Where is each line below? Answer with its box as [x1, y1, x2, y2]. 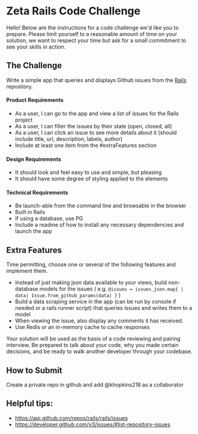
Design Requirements [6, 155, 62, 162]
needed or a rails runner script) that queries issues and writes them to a [14, 305, 193, 312]
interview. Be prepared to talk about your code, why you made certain [6, 342, 179, 349]
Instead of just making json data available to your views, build [14, 279, 167, 286]
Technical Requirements [6, 189, 68, 196]
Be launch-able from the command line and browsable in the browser [14, 202, 187, 209]
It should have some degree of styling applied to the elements [14, 175, 168, 182]
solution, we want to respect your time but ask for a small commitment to [6, 37, 187, 44]
